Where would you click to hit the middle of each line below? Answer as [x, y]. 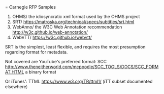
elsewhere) [16, 87]
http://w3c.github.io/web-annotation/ [50, 32]
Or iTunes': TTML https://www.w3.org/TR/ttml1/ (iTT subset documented [79, 81]
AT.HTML [15, 72]
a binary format [41, 72]
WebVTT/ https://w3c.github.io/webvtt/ [52, 37]
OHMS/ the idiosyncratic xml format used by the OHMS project [76, 16]
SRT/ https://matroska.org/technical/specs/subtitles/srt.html [73, 22]
